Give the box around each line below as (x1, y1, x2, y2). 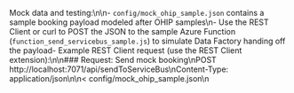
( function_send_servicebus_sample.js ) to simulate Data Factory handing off (9, 35, 286, 46)
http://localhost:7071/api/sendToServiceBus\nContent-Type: (9, 64, 229, 74)
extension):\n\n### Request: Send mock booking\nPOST (9, 55, 218, 65)
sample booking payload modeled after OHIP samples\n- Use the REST (9, 17, 269, 27)
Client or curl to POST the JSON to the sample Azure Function (9, 27, 236, 36)
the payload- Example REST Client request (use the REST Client (9, 45, 242, 56)
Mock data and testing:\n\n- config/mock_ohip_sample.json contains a (9, 8, 265, 18)
